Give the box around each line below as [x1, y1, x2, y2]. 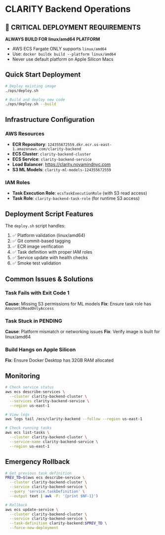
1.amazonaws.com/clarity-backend [12, 147, 82, 152]
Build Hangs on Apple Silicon [5, 346, 76, 353]
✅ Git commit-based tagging [12, 238, 71, 244]
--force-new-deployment [9, 526, 58, 531]
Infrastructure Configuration [5, 115, 95, 124]
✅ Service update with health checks [12, 255, 88, 261]
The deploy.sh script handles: [5, 223, 66, 229]
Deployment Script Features [5, 210, 94, 218]
